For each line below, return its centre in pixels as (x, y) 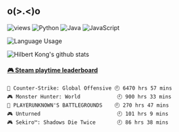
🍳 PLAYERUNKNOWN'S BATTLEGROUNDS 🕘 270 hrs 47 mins (88, 105)
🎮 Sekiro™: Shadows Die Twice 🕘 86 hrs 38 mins (88, 122)
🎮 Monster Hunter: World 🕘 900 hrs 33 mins (89, 97)
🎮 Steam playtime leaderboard (52, 70)
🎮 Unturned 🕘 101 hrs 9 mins (88, 114)
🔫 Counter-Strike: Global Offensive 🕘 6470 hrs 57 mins (90, 88)
